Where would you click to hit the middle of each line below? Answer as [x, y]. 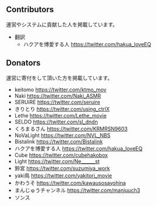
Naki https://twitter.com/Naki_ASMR [57, 95]
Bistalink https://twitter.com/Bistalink [59, 141]
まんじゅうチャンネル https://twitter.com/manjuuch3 [77, 190]
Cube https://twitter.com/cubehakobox [61, 155]
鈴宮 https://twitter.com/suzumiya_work [62, 168]
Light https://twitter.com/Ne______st [57, 161]
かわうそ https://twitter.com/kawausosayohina [70, 183]
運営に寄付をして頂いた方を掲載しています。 [59, 78]
